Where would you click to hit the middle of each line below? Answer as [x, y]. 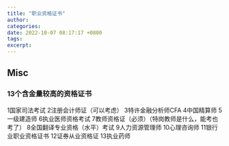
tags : [15, 39]
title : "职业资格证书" [36, 13]
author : [18, 20]
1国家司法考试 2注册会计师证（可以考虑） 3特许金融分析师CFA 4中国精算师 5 [114, 110]
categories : [24, 26]
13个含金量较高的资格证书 [50, 94]
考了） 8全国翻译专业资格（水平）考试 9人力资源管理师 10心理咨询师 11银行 [113, 127]
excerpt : [19, 45]
